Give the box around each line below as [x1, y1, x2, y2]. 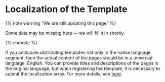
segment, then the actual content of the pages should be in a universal [5, 54, 153, 61]
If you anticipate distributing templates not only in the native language [5, 49, 151, 55]
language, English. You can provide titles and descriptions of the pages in [5, 60, 158, 66]
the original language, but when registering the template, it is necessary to [5, 65, 160, 71]
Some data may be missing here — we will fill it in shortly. [5, 30, 125, 36]
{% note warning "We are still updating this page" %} [5, 20, 116, 26]
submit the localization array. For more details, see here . [5, 70, 122, 76]
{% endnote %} [5, 39, 38, 46]
